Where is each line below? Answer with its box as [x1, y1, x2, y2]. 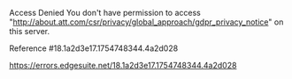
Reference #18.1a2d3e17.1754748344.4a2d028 [9, 43, 179, 54]
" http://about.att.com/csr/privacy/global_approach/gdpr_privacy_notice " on [9, 17, 284, 27]
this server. [9, 26, 50, 36]
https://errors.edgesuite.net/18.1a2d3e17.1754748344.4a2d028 [9, 61, 237, 70]
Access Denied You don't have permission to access [9, 8, 201, 18]
